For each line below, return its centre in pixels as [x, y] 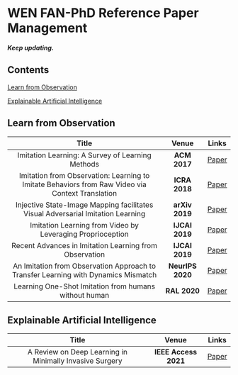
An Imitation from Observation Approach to [85, 266]
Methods [84, 164]
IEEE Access [176, 352]
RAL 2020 [183, 291]
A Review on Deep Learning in [77, 352]
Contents [28, 70]
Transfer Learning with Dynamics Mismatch [84, 274]
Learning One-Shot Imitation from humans [85, 286]
